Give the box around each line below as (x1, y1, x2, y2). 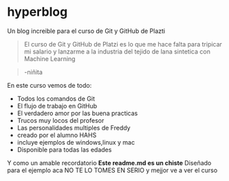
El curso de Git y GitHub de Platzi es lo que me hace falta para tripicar (23, 40, 222, 48)
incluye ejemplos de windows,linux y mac (17, 138, 135, 146)
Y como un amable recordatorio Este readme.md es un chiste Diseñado (7, 158, 212, 167)
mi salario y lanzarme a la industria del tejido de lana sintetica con (23, 47, 211, 56)
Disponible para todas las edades (17, 145, 112, 154)
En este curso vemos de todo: (7, 81, 92, 89)
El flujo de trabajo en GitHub (17, 101, 98, 110)
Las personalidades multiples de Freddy (17, 123, 131, 132)
